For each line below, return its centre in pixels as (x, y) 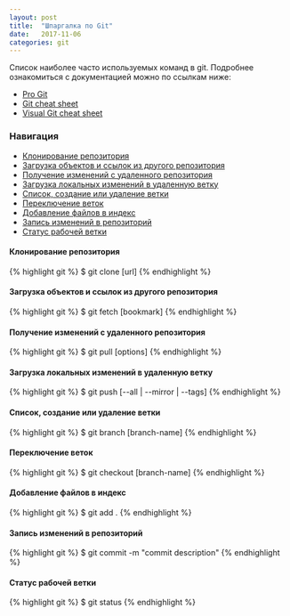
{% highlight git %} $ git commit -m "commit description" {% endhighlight (145, 553)
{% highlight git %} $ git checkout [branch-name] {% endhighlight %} (137, 472)
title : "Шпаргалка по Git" (61, 26)
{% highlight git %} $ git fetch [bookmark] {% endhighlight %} (123, 312)
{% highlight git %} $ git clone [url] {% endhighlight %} (110, 272)
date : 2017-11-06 (45, 34)
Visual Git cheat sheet (62, 113)
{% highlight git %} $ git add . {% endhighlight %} (101, 512)
